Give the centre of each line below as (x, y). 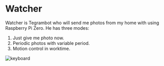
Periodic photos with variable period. (51, 43)
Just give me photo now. (38, 38)
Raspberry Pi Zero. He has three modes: (47, 28)
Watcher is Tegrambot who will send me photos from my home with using (82, 23)
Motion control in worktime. (41, 48)
